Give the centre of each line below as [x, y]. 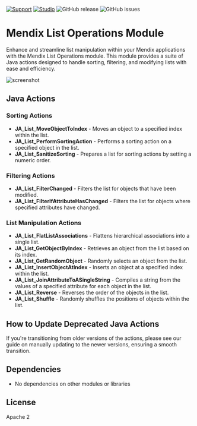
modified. [26, 195]
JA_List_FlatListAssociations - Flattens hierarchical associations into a [102, 236]
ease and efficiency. [31, 68]
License [21, 403]
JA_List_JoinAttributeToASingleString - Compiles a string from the [98, 280]
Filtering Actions [31, 175]
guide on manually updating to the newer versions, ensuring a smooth [91, 345]
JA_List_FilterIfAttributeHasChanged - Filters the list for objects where [103, 201]
